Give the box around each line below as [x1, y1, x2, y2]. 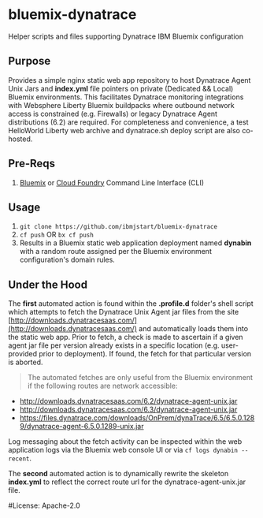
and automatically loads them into [139, 324, 249, 334]
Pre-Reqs [8, 157, 56, 170]
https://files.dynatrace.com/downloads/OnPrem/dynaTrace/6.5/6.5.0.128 [19, 413, 255, 423]
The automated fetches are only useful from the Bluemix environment [27, 373, 254, 382]
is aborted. [8, 357, 43, 367]
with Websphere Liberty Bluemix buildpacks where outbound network [8, 100, 235, 110]
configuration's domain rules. [19, 255, 116, 265]
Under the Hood [8, 278, 88, 291]
